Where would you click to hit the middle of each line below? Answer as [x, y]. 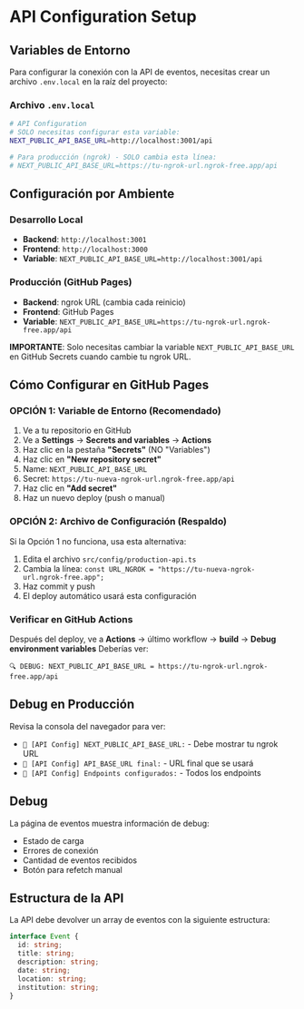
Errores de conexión [60, 850]
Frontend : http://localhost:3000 [85, 249]
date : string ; [44, 970]
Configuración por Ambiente [92, 194]
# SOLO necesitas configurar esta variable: [95, 132]
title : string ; [46, 954]
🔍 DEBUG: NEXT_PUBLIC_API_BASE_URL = [82, 666]
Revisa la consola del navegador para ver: [88, 726]
